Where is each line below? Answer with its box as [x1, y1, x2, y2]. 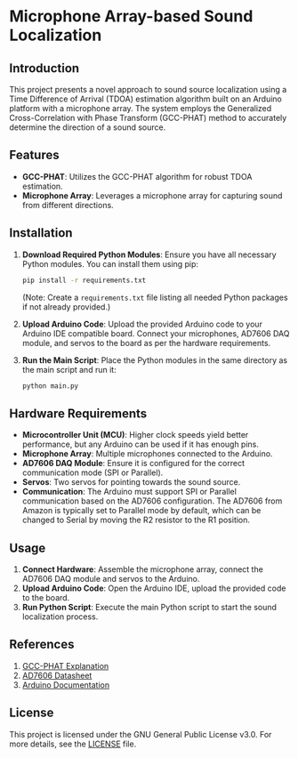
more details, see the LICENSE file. [9, 738, 137, 749]
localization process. [21, 611, 99, 622]
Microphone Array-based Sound [9, 6, 254, 27]
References [9, 637, 75, 652]
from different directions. [21, 199, 114, 210]
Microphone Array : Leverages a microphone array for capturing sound [21, 189, 283, 201]
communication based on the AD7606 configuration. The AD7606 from [21, 496, 283, 506]
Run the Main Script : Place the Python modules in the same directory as [21, 354, 287, 366]
